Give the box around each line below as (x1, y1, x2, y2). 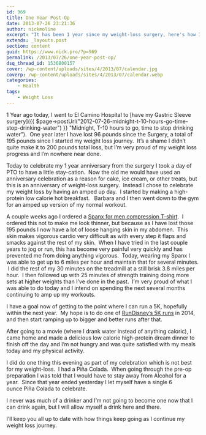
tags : (6, 89, 20, 95)
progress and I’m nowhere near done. (6, 150, 101, 157)
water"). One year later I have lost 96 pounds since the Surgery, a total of (6, 130, 193, 138)
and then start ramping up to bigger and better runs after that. (6, 316, 162, 323)
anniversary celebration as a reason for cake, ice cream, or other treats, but (6, 175, 197, 182)
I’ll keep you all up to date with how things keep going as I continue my (6, 415, 185, 422)
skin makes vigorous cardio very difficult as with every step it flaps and (6, 232, 186, 239)
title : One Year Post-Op (6, 15, 70, 21)
